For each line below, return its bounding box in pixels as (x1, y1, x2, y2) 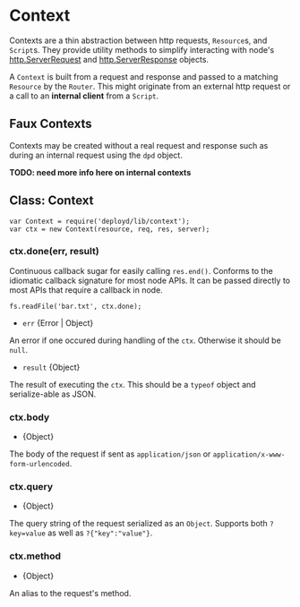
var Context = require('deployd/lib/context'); (9, 217, 191, 226)
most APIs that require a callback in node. (9, 284, 163, 295)
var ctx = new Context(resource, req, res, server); (9, 225, 210, 234)
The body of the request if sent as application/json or (9, 449, 211, 459)
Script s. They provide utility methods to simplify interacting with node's (9, 44, 275, 55)
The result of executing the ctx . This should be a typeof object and (9, 379, 257, 389)
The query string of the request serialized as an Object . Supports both (9, 518, 269, 529)
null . (9, 344, 29, 355)
